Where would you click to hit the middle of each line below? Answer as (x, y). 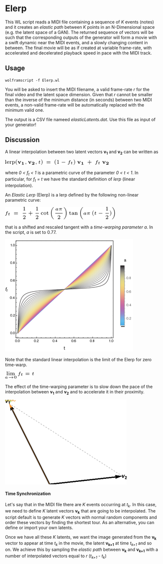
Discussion (22, 140)
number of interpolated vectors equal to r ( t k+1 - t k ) (56, 556)
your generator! (21, 124)
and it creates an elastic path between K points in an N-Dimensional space (80, 27)
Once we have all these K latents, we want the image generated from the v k (81, 538)
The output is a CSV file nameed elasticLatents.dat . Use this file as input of (80, 119)
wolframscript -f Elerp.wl (32, 80)
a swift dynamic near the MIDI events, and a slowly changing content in (76, 42)
